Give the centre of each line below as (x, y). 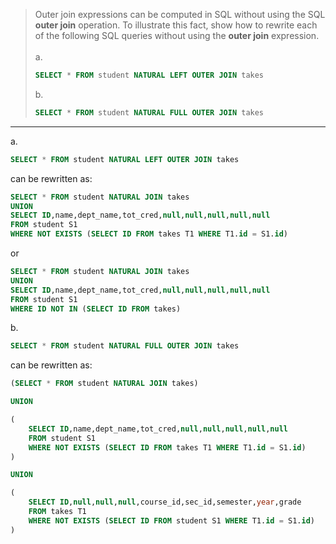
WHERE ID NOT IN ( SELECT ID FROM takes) (96, 309)
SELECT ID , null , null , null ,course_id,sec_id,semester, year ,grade (165, 502)
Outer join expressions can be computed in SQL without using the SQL (180, 14)
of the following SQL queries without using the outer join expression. (177, 35)
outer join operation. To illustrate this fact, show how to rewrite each (176, 25)
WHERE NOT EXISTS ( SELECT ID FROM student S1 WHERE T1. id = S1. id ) (171, 520)
